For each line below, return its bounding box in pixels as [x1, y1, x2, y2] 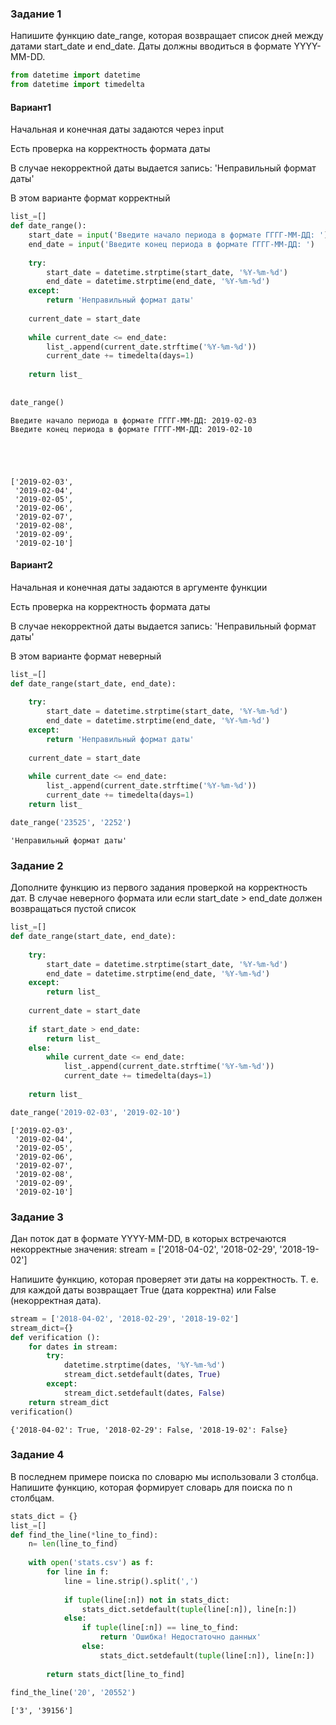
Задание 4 [10, 1448, 65, 1462]
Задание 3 [10, 1210, 64, 1224]
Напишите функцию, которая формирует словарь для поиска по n [10, 1481, 293, 1493]
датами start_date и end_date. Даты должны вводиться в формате [10, 40, 292, 52]
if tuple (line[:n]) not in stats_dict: [63, 1595, 230, 1605]
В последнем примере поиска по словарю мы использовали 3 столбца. [10, 1470, 319, 1482]
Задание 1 [10, 7, 62, 21]
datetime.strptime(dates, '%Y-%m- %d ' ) [63, 1360, 226, 1371]
